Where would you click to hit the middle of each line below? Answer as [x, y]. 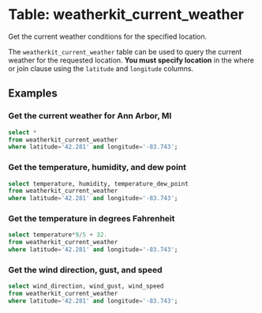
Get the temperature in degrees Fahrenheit [92, 219]
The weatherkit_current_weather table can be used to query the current [125, 51]
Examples [33, 94]
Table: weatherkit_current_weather [126, 15]
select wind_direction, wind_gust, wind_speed [86, 286]
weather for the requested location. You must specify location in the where [131, 60]
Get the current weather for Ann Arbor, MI [90, 116]
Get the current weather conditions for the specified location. [108, 36]
